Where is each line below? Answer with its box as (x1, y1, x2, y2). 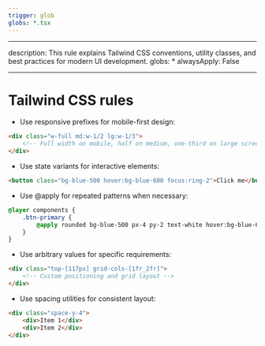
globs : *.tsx (8, 19, 51, 27)
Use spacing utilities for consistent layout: (19, 293, 156, 303)
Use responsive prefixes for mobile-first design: (19, 117, 176, 127)
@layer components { (8, 206, 77, 214)
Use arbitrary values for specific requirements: (19, 250, 172, 259)
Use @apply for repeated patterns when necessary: (19, 191, 188, 200)
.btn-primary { (22, 214, 73, 221)
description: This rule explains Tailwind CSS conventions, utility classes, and (8, 48, 256, 58)
